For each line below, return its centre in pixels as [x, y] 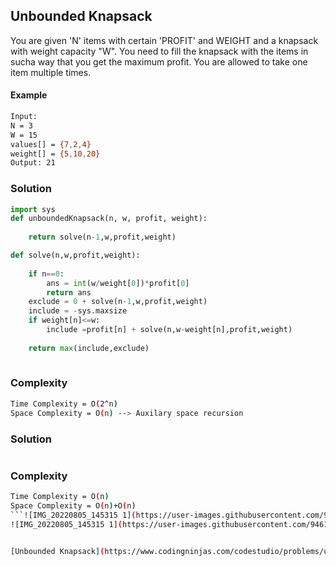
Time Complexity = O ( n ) [60, 497]
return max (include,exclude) [89, 348]
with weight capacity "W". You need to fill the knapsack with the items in [159, 51]
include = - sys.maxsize [78, 311]
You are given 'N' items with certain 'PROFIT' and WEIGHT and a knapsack [164, 40]
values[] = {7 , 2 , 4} [51, 144]
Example [29, 95]
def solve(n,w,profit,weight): [75, 255]
